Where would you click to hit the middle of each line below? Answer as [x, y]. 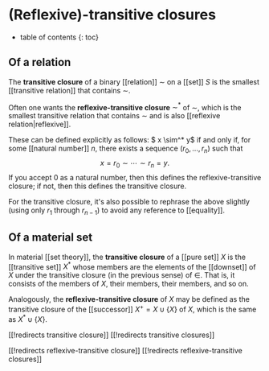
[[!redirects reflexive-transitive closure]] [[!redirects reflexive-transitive [126, 350]
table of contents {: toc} [59, 37]
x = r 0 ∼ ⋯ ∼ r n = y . [135, 164]
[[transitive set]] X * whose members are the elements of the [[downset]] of [132, 266]
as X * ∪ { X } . [28, 318]
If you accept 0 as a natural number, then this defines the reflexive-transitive [135, 177]
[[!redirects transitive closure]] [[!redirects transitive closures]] [112, 335]
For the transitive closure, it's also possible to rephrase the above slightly [129, 202]
